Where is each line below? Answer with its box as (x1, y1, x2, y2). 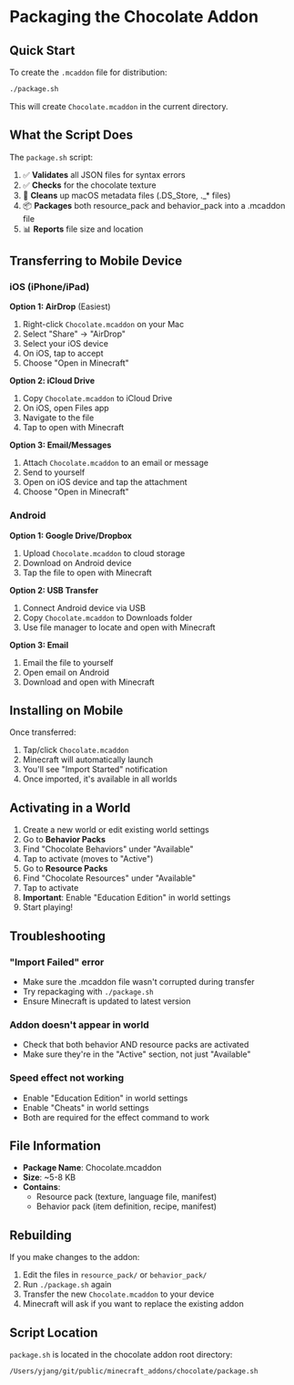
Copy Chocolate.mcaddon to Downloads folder (22, 612, 193, 623)
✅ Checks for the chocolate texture (22, 180, 157, 191)
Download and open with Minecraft (22, 677, 155, 687)
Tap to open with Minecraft (22, 422, 125, 433)
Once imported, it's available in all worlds (22, 773, 177, 785)
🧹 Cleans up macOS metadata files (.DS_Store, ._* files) (22, 190, 231, 201)
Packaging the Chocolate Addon (9, 6, 259, 27)
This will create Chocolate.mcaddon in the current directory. (9, 100, 229, 111)
